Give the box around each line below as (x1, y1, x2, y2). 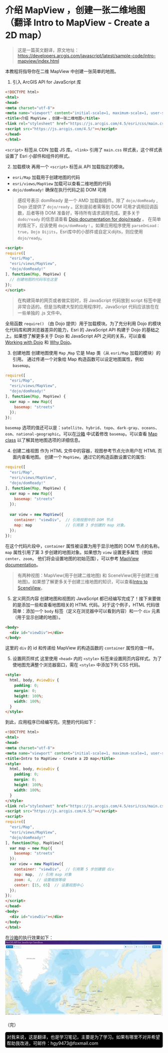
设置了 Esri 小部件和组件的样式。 (5, 153, 72, 159)
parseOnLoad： (131, 223, 160, 228)
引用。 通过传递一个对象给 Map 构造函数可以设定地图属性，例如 (12, 356, 144, 362)
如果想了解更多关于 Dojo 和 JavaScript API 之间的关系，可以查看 (13, 333, 146, 339)
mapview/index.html (17, 58, 59, 64)
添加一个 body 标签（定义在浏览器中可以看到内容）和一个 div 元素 (25, 608, 160, 614)
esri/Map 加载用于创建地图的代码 (12, 174, 80, 180)
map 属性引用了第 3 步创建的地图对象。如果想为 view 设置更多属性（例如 (5, 549, 152, 555)
